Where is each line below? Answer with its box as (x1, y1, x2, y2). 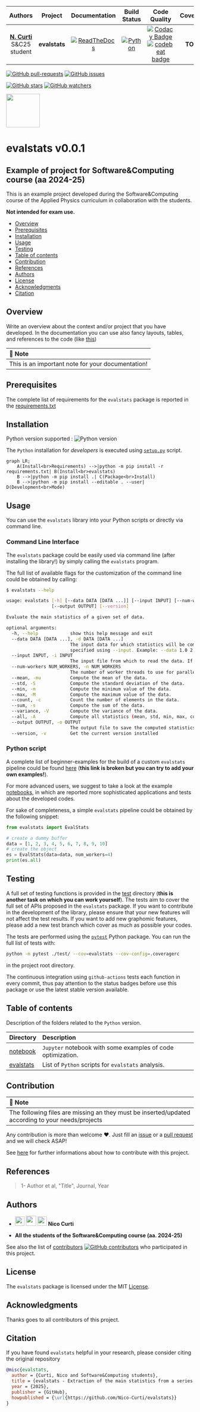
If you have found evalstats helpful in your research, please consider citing (6, 1349, 192, 1356)
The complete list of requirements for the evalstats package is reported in (6, 396, 189, 403)
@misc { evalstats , (6, 1367, 49, 1373)
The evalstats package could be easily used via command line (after (6, 551, 176, 559)
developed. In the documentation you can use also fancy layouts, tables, (6, 329, 184, 336)
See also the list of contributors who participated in (6, 1244, 187, 1251)
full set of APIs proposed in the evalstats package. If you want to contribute (6, 902, 193, 910)
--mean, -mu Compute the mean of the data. (11, 674, 148, 681)
